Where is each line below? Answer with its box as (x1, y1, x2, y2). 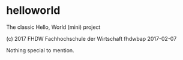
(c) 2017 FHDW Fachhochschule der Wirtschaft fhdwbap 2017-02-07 (6, 35, 177, 42)
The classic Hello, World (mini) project (6, 23, 101, 31)
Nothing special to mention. (6, 46, 74, 54)
